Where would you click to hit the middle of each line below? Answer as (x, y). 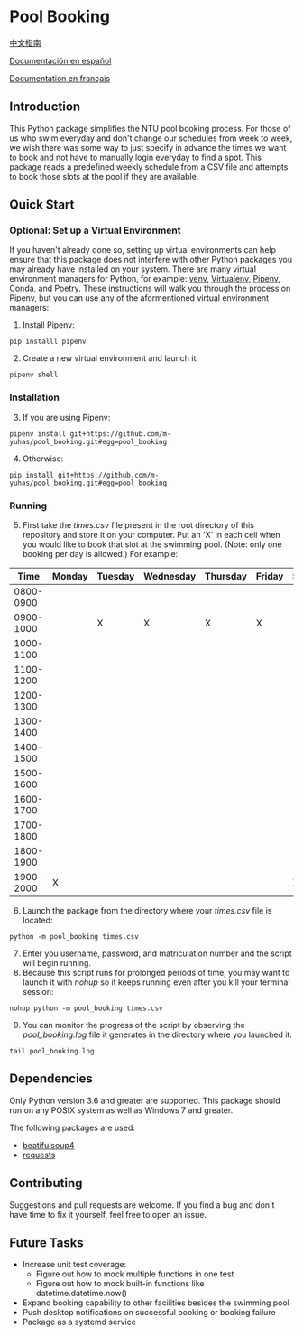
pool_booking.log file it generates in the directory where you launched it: (157, 1034)
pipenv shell (34, 375)
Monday (70, 577)
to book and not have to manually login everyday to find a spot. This (135, 157)
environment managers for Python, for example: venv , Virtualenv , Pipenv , (145, 279)
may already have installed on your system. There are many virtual (133, 269)
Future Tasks (46, 1243)
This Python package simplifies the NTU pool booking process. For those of (150, 128)
